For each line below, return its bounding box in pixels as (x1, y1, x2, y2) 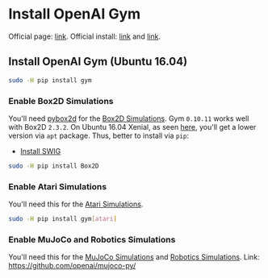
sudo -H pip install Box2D (8, 162, 99, 170)
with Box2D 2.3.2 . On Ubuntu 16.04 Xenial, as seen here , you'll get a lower (8, 122, 257, 131)
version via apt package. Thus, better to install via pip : (8, 131, 190, 140)
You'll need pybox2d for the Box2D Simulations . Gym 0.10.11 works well (8, 114, 249, 123)
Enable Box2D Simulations (8, 95, 114, 106)
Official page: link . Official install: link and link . (8, 31, 161, 41)
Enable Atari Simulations (8, 180, 107, 192)
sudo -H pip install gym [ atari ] (8, 215, 117, 223)
